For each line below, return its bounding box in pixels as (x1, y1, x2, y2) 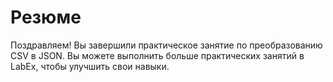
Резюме (10, 6, 82, 29)
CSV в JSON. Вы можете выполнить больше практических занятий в (10, 49, 305, 61)
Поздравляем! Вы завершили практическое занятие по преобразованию (10, 39, 323, 51)
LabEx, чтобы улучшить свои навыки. (10, 60, 170, 72)
